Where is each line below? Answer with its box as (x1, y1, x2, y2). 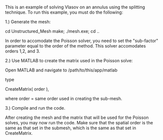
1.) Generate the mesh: (5, 19, 51, 24)
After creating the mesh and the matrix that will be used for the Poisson (5, 115, 149, 120)
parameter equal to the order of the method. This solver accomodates (5, 43, 146, 48)
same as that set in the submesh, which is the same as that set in (5, 125, 136, 131)
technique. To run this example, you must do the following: (5, 9, 123, 15)
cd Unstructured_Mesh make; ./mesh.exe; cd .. (5, 28, 99, 34)
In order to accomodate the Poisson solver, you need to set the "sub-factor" (5, 38, 159, 44)
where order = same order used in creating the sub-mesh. (5, 95, 122, 101)
